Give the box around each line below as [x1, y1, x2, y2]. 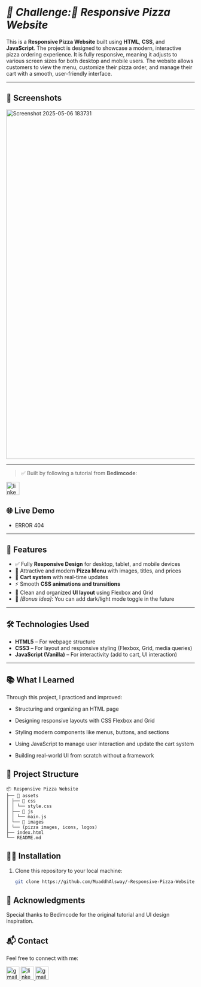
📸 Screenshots [6, 93, 62, 103]
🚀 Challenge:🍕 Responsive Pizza [6, 5, 170, 19]
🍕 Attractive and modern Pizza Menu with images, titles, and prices [14, 567, 181, 574]
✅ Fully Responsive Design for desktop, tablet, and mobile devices [14, 560, 181, 568]
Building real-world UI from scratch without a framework [14, 752, 154, 759]
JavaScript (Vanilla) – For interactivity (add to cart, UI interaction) [14, 651, 178, 658]
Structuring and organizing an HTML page [14, 705, 119, 712]
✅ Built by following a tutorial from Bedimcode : [20, 469, 138, 476]
